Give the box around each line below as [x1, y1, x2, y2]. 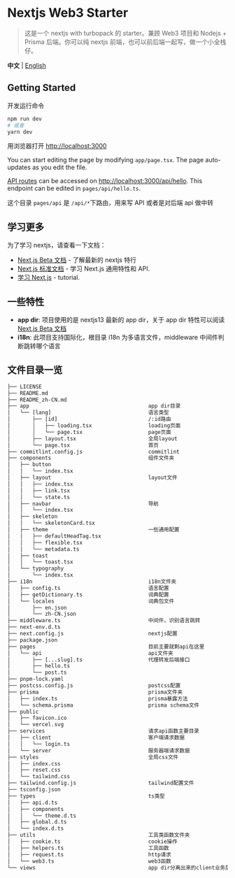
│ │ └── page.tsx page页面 [7, 429, 171, 436]
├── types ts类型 [7, 792, 166, 800]
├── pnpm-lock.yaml [7, 676, 64, 683]
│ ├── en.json [7, 604, 68, 611]
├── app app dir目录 [7, 403, 181, 410]
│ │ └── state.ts [7, 494, 71, 501]
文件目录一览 [7, 364, 63, 376]
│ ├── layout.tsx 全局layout [7, 435, 178, 442]
